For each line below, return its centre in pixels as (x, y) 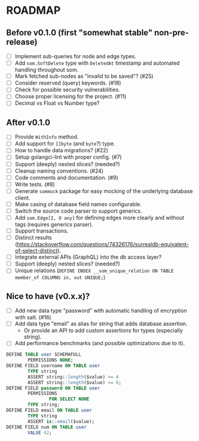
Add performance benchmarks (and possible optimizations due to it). (100, 343)
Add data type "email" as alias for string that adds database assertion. (101, 324)
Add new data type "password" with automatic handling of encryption (101, 311)
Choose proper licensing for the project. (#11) (71, 96)
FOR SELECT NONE (69, 399)
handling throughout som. (47, 70)
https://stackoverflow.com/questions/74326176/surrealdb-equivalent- (103, 244)
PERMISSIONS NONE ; (50, 360)
